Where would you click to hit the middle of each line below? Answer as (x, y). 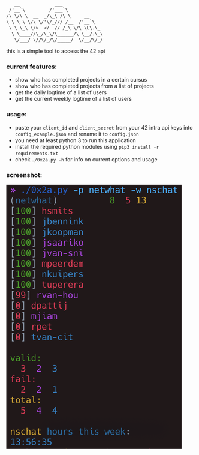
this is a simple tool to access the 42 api (56, 51)
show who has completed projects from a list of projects (84, 86)
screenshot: (24, 175)
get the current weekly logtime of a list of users (73, 99)
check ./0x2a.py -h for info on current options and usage (86, 159)
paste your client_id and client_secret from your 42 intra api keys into (104, 127)
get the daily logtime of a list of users (61, 92)
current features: (32, 67)
